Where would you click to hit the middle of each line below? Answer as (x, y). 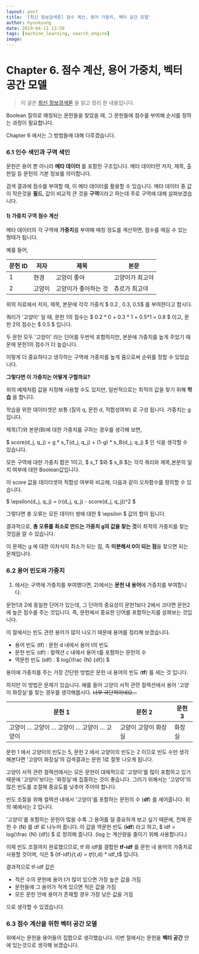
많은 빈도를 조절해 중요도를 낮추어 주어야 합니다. (62, 787)
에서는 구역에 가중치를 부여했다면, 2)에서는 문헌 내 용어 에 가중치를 (91, 585)
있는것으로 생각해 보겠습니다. (46, 945)
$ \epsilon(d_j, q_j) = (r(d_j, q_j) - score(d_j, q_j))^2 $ (71, 502)
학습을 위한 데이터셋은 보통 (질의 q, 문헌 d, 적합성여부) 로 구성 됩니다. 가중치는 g (99, 410)
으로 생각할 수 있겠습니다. (36, 907)
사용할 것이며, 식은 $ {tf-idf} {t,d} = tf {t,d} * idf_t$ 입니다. (73, 854)
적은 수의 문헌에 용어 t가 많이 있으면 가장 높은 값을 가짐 (78, 879)
